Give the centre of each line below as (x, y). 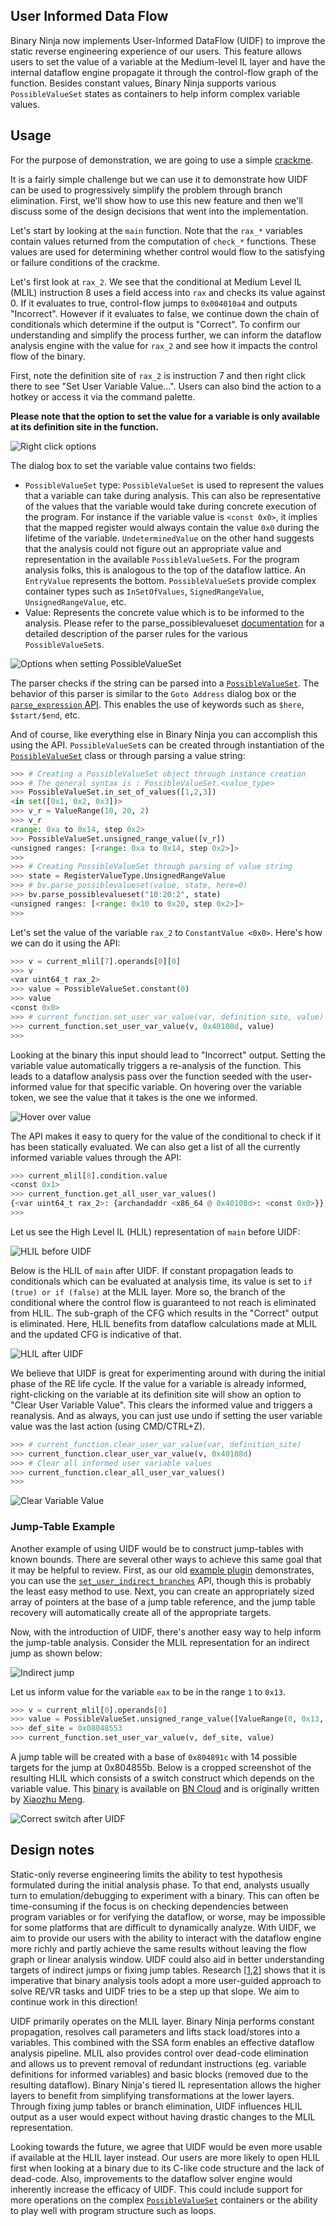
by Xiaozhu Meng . (48, 1800)
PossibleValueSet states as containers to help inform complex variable (155, 93)
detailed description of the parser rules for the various (136, 633)
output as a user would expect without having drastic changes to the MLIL (163, 2116)
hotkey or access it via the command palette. (103, 396)
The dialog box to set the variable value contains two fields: (133, 465)
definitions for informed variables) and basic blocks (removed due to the (159, 2074)
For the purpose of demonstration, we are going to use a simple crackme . (162, 160)
